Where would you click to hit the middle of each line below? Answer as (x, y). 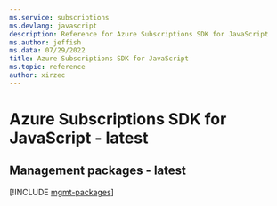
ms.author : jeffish (45, 42)
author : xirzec (37, 75)
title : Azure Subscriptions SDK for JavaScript (99, 59)
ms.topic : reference (48, 67)
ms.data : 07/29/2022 (48, 51)
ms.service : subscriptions (59, 17)
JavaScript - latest (79, 138)
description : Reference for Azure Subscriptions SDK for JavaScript (139, 34)
